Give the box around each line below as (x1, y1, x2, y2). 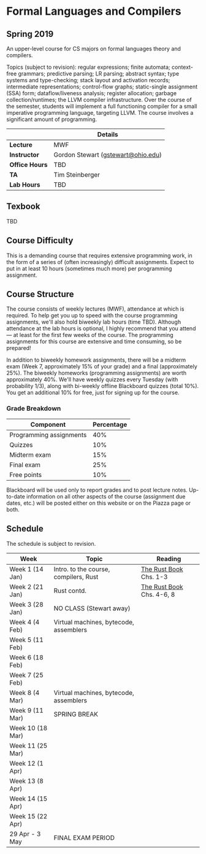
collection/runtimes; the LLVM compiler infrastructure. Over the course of (6, 96, 192, 103)
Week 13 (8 (9, 777, 44, 785)
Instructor (9, 150, 40, 159)
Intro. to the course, (53, 565, 110, 573)
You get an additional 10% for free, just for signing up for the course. (6, 389, 180, 397)
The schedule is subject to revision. (6, 540, 96, 547)
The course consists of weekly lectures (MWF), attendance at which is (6, 305, 185, 312)
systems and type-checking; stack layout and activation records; (6, 77, 170, 83)
